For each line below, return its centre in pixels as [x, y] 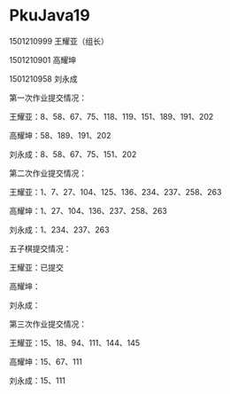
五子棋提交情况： [40, 248]
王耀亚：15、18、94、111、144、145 [74, 343]
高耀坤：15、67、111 [46, 361]
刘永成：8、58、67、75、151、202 [73, 154]
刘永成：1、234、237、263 [59, 229]
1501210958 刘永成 [43, 79]
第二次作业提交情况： [48, 173]
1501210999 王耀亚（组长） [59, 41]
